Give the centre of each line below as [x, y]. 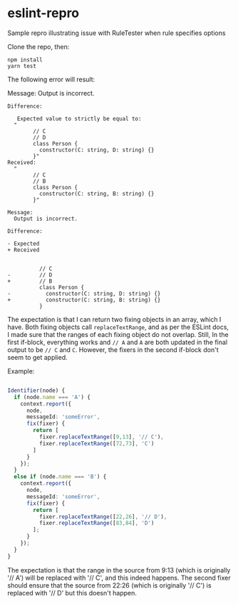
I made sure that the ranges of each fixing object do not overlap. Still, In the [118, 334]
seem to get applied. [37, 357]
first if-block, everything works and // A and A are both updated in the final [118, 342]
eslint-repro [43, 13]
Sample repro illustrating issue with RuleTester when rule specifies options [117, 33]
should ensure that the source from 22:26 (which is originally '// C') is [109, 585]
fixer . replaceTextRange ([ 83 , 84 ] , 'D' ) [97, 523]
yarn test [22, 66]
